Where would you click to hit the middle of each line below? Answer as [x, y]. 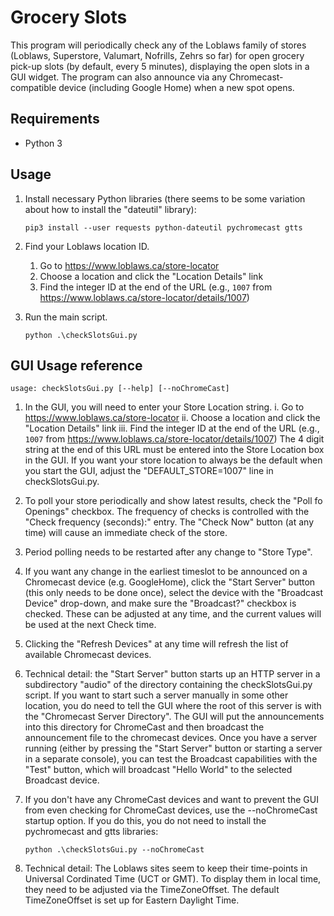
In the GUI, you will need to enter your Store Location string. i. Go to [164, 407]
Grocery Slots [69, 17]
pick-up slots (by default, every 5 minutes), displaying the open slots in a [160, 66]
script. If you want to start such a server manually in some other [156, 695]
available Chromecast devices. [88, 655]
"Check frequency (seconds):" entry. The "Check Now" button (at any [169, 522]
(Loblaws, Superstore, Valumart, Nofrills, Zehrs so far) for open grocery [157, 55]
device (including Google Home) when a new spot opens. [176, 87]
